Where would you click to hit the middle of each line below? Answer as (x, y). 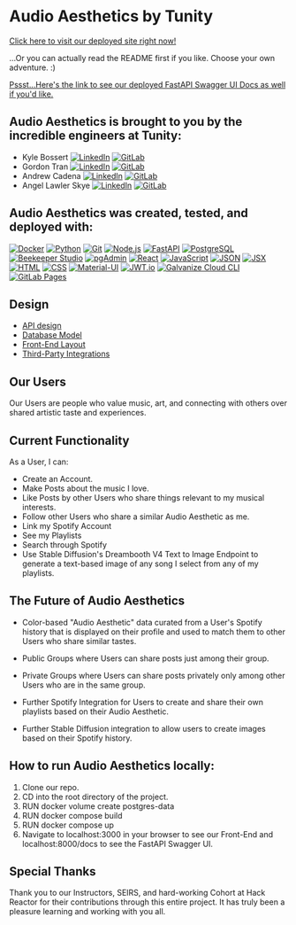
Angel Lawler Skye (56, 185)
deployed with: (51, 227)
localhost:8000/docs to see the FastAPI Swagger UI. (118, 843)
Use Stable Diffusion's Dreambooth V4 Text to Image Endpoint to (140, 554)
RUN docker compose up (68, 825)
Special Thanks (53, 871)
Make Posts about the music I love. (86, 488)
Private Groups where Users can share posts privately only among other (153, 675)
